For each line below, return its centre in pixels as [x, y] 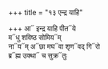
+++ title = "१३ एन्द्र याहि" [46, 12]
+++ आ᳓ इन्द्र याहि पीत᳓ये [42, 28]
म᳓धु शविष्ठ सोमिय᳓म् [35, 37]
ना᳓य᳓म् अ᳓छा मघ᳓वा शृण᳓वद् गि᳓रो [54, 47]
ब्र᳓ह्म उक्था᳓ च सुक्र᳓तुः [38, 55]
